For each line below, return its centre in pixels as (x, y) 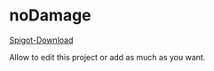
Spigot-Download (41, 40)
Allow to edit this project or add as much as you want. (107, 57)
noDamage (50, 16)
